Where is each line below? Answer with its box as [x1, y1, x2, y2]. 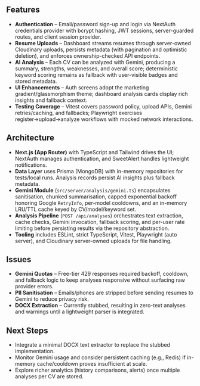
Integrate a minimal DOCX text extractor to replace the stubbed [14, 341, 170, 348]
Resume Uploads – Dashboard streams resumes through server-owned [14, 39, 191, 46]
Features [6, 5, 40, 15]
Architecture [6, 133, 55, 143]
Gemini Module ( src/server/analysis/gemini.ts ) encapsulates [14, 186, 171, 194]
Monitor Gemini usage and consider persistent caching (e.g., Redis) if [14, 354, 186, 361]
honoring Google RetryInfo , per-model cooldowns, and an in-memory [14, 199, 187, 206]
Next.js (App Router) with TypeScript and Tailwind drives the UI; [14, 148, 174, 155]
